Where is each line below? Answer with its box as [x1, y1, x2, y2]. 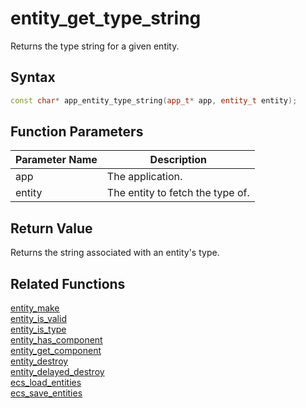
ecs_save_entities [10, 387, 83, 399]
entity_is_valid [10, 313, 67, 325]
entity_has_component [10, 334, 103, 346]
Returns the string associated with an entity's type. [10, 247, 220, 259]
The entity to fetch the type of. [106, 186, 250, 200]
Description [149, 153, 208, 167]
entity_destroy [10, 355, 69, 367]
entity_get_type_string [10, 7, 202, 30]
